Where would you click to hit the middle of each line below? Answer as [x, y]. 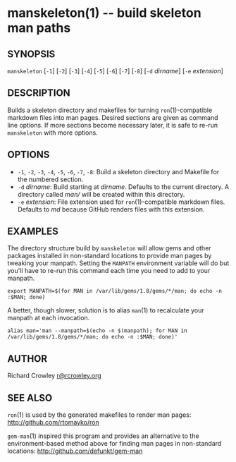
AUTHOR [27, 359]
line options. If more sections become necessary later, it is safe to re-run [113, 125]
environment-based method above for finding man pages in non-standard [114, 444]
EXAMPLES [33, 232]
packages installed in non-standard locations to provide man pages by [110, 256]
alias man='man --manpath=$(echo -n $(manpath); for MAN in [98, 331]
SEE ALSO [30, 397]
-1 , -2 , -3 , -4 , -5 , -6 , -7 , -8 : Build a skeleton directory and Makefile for [118, 171]
